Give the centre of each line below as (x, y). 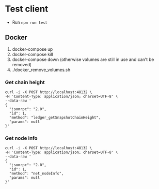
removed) (22, 64)
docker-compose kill (32, 54)
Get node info (21, 138)
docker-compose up (32, 49)
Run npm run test (30, 22)
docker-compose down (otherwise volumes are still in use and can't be (83, 59)
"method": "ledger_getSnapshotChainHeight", (55, 118)
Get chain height (25, 82)
